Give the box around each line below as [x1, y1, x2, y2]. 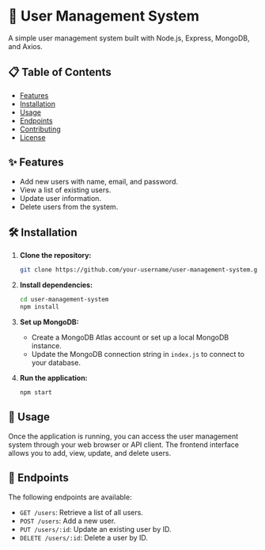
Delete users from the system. [19, 202, 119, 211]
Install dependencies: [19, 280, 93, 290]
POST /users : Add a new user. [19, 516, 116, 525]
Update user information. [19, 193, 101, 203]
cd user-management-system [19, 296, 109, 304]
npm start [19, 389, 53, 396]
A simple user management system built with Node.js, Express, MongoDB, [8, 33, 251, 43]
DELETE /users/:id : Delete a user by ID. [19, 533, 149, 542]
